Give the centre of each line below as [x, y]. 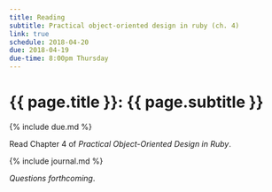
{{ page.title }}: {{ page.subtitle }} [136, 102]
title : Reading [37, 17]
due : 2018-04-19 [39, 50]
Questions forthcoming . [52, 178]
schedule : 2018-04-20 [49, 42]
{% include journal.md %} [56, 161]
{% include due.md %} [51, 127]
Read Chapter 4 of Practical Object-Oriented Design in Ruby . [120, 143]
